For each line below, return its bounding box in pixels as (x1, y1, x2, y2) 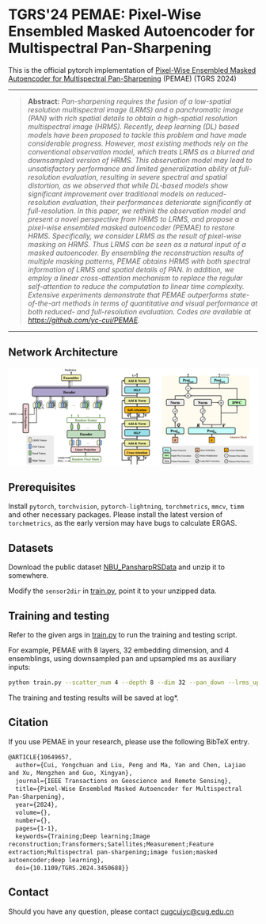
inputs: (8, 663, 31, 672)
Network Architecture (8, 346, 119, 359)
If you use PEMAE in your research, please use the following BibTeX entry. (8, 736, 250, 746)
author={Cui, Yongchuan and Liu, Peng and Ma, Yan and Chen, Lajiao (15, 761, 246, 769)
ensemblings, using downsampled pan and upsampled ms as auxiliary (8, 654, 237, 664)
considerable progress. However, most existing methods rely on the (27, 139, 249, 148)
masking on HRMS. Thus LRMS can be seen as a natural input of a (27, 239, 247, 249)
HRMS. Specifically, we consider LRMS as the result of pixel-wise (27, 231, 241, 241)
